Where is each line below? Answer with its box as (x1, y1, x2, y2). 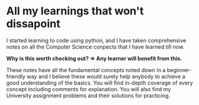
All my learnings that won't (6, 4, 144, 18)
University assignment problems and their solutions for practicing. (6, 92, 171, 99)
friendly (6, 73, 26, 80)
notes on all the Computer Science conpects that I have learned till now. (6, 43, 185, 50)
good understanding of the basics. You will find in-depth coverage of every (6, 79, 193, 86)
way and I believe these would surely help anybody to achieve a (27, 73, 186, 80)
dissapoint (6, 17, 60, 31)
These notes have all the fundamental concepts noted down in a (6, 66, 166, 73)
